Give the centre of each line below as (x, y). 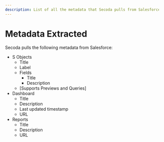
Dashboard (23, 93)
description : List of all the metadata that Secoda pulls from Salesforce (83, 10)
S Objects (22, 57)
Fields (25, 72)
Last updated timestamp (44, 109)
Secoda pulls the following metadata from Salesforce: (59, 47)
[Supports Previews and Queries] (53, 88)
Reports (20, 119)
